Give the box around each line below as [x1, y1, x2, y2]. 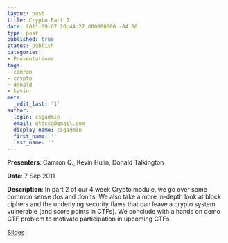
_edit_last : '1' [13, 101, 60, 108]
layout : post [7, 10, 45, 17]
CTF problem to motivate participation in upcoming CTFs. [7, 215, 172, 223]
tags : [7, 62, 23, 69]
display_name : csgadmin [13, 126, 82, 133]
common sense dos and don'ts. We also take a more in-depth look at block [7, 192, 222, 201]
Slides [7, 228, 25, 237]
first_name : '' [13, 133, 58, 140]
